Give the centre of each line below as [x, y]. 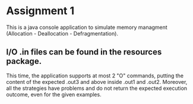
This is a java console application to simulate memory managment [87, 27]
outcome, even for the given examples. [54, 94]
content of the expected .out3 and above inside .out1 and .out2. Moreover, [97, 82]
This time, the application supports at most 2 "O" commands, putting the [95, 76]
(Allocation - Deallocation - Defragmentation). [62, 33]
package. [24, 61]
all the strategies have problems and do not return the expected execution [97, 88]
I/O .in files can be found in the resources [84, 52]
